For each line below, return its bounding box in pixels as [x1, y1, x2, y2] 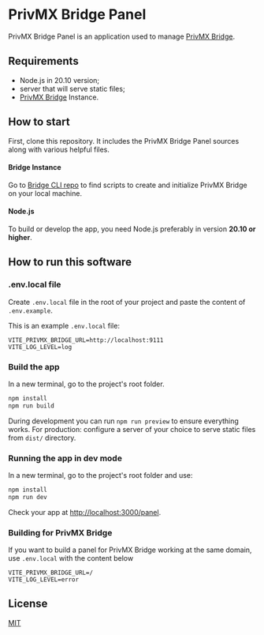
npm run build [8, 401, 55, 410]
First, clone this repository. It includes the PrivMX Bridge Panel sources [8, 136, 240, 145]
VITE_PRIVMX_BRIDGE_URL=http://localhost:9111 [8, 336, 164, 344]
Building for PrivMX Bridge [8, 527, 113, 538]
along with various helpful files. [8, 145, 110, 154]
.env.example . [8, 306, 53, 315]
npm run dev [8, 493, 47, 501]
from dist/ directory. [8, 433, 76, 442]
